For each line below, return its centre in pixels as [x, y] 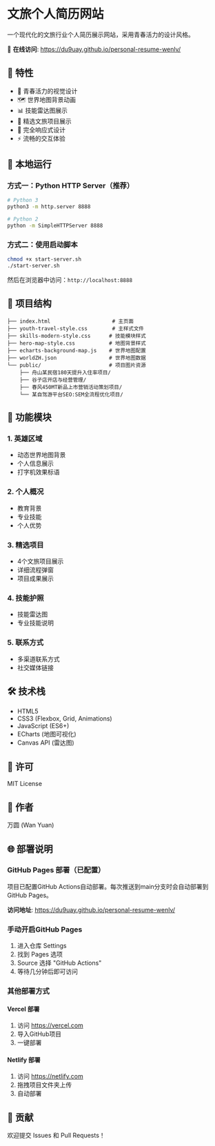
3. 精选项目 [25, 545]
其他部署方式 [29, 992]
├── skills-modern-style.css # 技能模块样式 [76, 336]
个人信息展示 [35, 463]
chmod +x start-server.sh [44, 259]
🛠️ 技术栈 [27, 691]
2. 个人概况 [25, 492]
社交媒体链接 [35, 667]
